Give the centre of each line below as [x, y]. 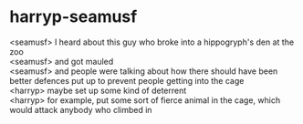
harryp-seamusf [73, 17]
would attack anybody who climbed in [81, 109]
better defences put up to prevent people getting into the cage [127, 80]
